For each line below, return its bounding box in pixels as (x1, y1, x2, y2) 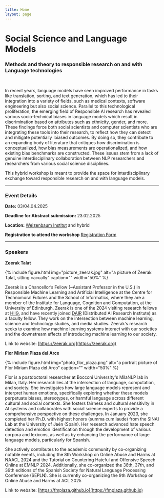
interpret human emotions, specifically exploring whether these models (5, 390, 148, 395)
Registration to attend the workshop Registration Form (5, 232, 117, 238)
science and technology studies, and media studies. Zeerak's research (5, 320, 147, 326)
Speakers (5, 249, 28, 256)
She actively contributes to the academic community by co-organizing (5, 446, 146, 452)
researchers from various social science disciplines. (5, 160, 110, 166)
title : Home (5, 7, 29, 12)
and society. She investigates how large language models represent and (5, 385, 150, 391)
